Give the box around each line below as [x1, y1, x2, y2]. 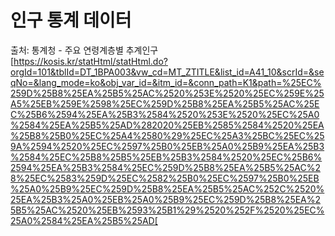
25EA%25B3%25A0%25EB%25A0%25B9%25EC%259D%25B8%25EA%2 [10, 193, 322, 205]
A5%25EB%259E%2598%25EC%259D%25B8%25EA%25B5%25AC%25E [10, 97, 320, 110]
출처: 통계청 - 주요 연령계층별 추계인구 [10, 44, 159, 56]
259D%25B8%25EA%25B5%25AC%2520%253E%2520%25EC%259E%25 [10, 87, 325, 99]
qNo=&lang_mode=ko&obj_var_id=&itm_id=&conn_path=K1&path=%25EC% [10, 76, 322, 88]
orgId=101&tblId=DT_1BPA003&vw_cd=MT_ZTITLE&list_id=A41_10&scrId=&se [10, 66, 325, 78]
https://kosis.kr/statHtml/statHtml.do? [13, 55, 168, 67]
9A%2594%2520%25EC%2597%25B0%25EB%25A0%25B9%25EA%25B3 [10, 140, 325, 152]
